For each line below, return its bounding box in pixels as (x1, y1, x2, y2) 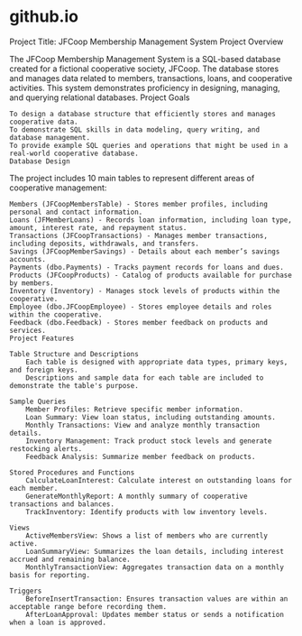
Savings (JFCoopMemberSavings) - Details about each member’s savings (9, 246, 280, 256)
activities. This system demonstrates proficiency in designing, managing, (9, 82, 281, 93)
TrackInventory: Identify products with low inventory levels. (25, 507, 269, 516)
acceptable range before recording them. (9, 602, 168, 611)
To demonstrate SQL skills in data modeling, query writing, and (9, 124, 260, 134)
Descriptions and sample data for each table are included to (25, 373, 264, 383)
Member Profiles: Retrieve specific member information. (25, 404, 244, 414)
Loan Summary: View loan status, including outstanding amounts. (25, 412, 277, 421)
